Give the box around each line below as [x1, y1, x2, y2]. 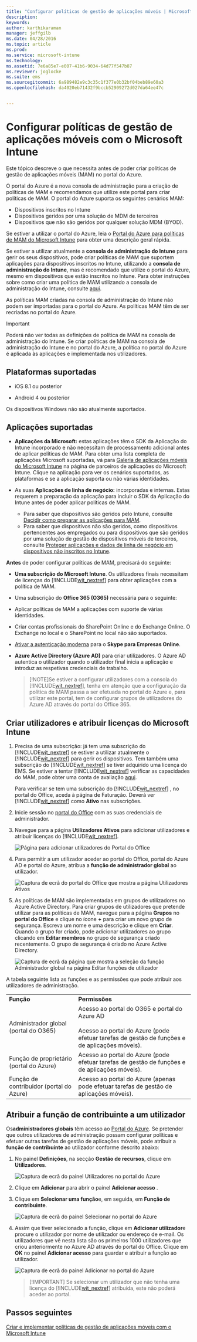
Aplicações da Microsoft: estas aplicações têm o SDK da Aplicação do [14, 438, 187, 445]
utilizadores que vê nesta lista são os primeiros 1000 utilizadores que [14, 1237, 182, 1244]
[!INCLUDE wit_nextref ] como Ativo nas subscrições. [14, 798, 142, 805]
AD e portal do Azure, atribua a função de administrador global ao [14, 862, 177, 869]
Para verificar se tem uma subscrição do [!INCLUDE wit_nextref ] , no [14, 785, 179, 792]
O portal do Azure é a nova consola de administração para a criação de [6, 182, 179, 189]
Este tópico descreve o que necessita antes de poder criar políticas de [6, 165, 177, 172]
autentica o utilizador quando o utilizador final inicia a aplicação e [14, 658, 173, 665]
